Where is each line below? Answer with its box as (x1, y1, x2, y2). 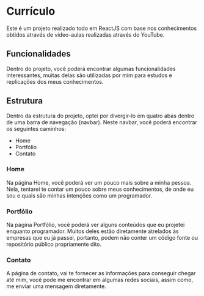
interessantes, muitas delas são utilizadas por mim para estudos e (6, 72, 172, 79)
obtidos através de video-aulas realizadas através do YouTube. (6, 31, 165, 38)
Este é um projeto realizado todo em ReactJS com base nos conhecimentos (6, 24, 197, 32)
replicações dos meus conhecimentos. (6, 78, 104, 85)
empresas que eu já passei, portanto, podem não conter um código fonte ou (6, 234, 199, 242)
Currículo (6, 4, 56, 18)
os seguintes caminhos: (6, 125, 66, 132)
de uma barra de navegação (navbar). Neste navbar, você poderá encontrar (6, 118, 197, 126)
